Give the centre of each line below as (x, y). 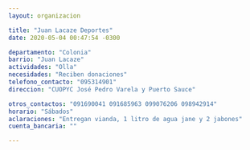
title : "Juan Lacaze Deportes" (61, 30)
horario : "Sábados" (41, 111)
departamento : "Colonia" (50, 52)
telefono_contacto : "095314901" (62, 82)
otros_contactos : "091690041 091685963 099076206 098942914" (113, 104)
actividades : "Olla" (43, 67)
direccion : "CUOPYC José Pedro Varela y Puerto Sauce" (102, 89)
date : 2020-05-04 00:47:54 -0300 (64, 38)
